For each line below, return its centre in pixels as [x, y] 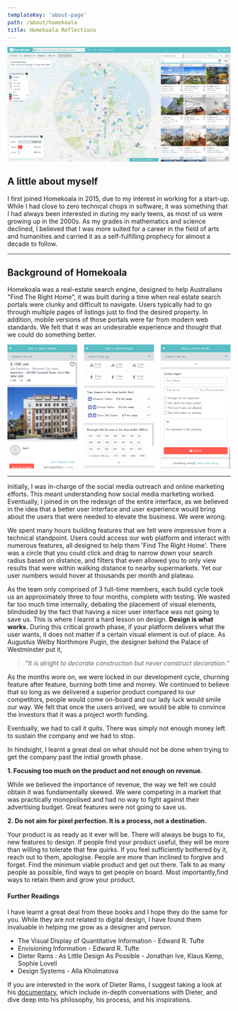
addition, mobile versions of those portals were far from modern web [108, 320]
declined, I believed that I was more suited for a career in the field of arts [113, 228]
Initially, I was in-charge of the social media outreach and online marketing [116, 487]
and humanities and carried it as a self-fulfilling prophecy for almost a [109, 236]
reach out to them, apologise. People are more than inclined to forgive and [116, 857]
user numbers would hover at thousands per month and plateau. [101, 576]
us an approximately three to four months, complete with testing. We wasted [119, 597]
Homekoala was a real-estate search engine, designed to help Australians [115, 290]
